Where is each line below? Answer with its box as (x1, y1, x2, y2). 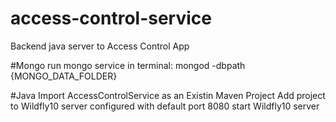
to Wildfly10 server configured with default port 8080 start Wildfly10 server (10, 100, 320, 112)
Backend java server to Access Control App (10, 40, 190, 52)
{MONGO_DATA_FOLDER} (10, 70, 118, 82)
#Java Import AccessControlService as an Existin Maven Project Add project (10, 89, 326, 101)
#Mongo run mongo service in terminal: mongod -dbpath (10, 59, 246, 71)
